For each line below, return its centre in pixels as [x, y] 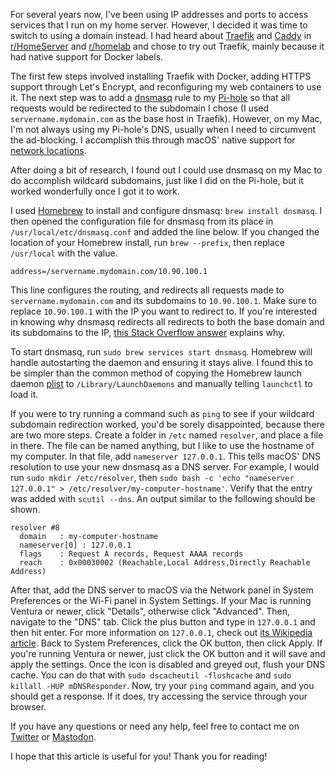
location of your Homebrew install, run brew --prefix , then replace [148, 242]
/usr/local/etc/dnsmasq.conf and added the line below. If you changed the [165, 232]
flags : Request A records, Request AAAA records [131, 554]
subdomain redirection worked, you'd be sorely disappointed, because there [168, 424]
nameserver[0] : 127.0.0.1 [75, 545]
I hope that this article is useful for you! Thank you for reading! [139, 756]
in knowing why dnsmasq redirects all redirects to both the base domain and [167, 322]
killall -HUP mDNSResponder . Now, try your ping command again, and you [162, 685]
